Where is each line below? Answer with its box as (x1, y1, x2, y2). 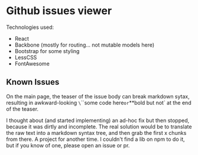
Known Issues (6, 77, 60, 87)
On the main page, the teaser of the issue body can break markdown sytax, (6, 93, 190, 100)
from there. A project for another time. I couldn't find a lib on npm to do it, (6, 136, 185, 143)
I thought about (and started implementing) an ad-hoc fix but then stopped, (6, 117, 190, 124)
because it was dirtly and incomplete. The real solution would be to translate (6, 123, 192, 130)
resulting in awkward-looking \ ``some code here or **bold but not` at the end (6, 99, 191, 106)
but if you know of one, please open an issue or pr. (6, 141, 130, 149)
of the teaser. (6, 105, 39, 113)
